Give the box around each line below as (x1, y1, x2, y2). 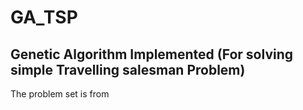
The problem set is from (10, 88, 110, 100)
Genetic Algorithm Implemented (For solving (10, 46, 294, 63)
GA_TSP (10, 6, 78, 29)
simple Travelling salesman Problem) (10, 61, 246, 78)
